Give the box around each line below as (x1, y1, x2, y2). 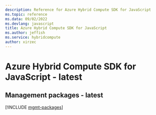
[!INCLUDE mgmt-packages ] (5, 104, 63, 110)
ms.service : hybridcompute (5, 35, 61, 40)
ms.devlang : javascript (5, 21, 54, 26)
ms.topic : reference (5, 12, 48, 17)
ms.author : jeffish (5, 30, 45, 35)
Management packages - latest (5, 91, 104, 100)
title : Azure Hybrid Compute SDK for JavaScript (5, 26, 107, 31)
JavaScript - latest (5, 71, 82, 82)
